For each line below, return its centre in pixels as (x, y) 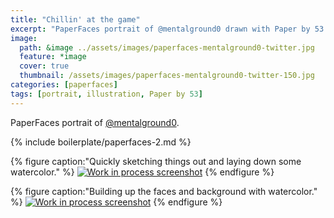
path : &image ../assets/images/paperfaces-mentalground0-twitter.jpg (167, 47)
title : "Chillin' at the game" (75, 19)
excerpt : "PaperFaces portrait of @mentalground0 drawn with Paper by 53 (167, 29)
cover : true (44, 66)
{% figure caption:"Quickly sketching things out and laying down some (156, 161)
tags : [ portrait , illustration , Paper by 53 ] (106, 94)
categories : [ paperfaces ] (64, 85)
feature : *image (53, 57)
